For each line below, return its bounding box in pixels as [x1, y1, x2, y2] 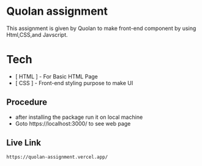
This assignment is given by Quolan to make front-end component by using [6, 25, 196, 32]
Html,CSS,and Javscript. [6, 31, 69, 38]
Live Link [6, 138, 42, 148]
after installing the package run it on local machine [15, 113, 143, 121]
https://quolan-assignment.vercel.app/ [6, 154, 108, 160]
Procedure [6, 97, 48, 108]
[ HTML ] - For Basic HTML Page [15, 72, 98, 80]
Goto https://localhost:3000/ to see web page [15, 119, 131, 127]
